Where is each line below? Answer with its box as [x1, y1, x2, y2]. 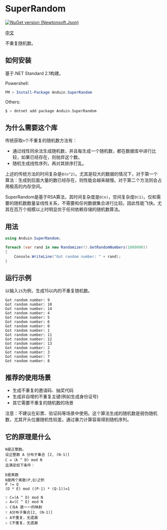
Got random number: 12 [5, 337, 52, 342]
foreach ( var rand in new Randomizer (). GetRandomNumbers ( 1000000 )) [5, 245, 148, 250]
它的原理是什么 [5, 433, 51, 441]
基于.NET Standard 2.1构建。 [5, 70, 64, 76]
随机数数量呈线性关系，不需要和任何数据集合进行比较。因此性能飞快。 [13, 200, 158, 206]
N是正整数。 [5, 447, 26, 452]
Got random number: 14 [5, 306, 52, 311]
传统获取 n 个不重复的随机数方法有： [5, 138, 78, 144]
